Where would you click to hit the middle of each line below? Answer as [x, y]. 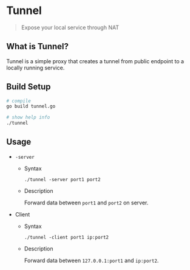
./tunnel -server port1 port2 [63, 179]
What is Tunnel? [37, 47]
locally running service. [36, 67]
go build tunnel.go [31, 106]
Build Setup [29, 87]
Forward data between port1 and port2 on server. [86, 202]
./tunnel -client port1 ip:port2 [66, 237]
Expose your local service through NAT [70, 27]
